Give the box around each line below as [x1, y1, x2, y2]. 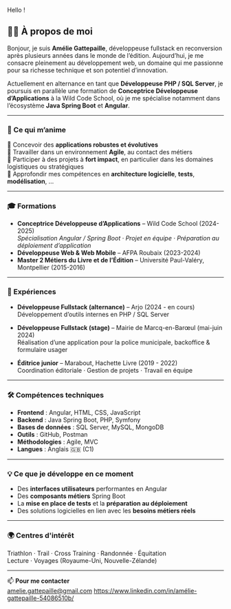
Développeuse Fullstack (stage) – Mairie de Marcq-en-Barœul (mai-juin [16, 323, 223, 331]
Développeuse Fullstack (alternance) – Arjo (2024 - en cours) [16, 302, 195, 311]
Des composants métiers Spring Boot [16, 492, 126, 500]
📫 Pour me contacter [7, 577, 70, 585]
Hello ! [7, 6, 25, 14]
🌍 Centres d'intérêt [7, 530, 74, 540]
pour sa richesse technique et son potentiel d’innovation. [7, 65, 168, 74]
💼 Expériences [7, 287, 56, 297]
